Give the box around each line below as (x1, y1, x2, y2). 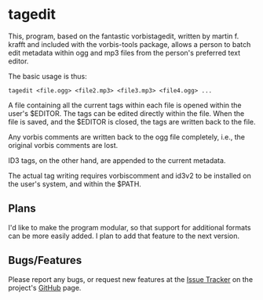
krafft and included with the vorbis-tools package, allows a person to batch (8, 39, 251, 49)
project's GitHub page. (8, 283, 82, 292)
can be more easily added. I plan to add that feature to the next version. (8, 231, 239, 240)
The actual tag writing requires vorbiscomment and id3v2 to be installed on (8, 171, 251, 180)
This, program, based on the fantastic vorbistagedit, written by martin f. (8, 31, 239, 41)
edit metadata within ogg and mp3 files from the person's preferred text (8, 48, 241, 57)
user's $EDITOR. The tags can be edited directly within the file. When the (8, 108, 245, 118)
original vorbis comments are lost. (8, 140, 119, 150)
